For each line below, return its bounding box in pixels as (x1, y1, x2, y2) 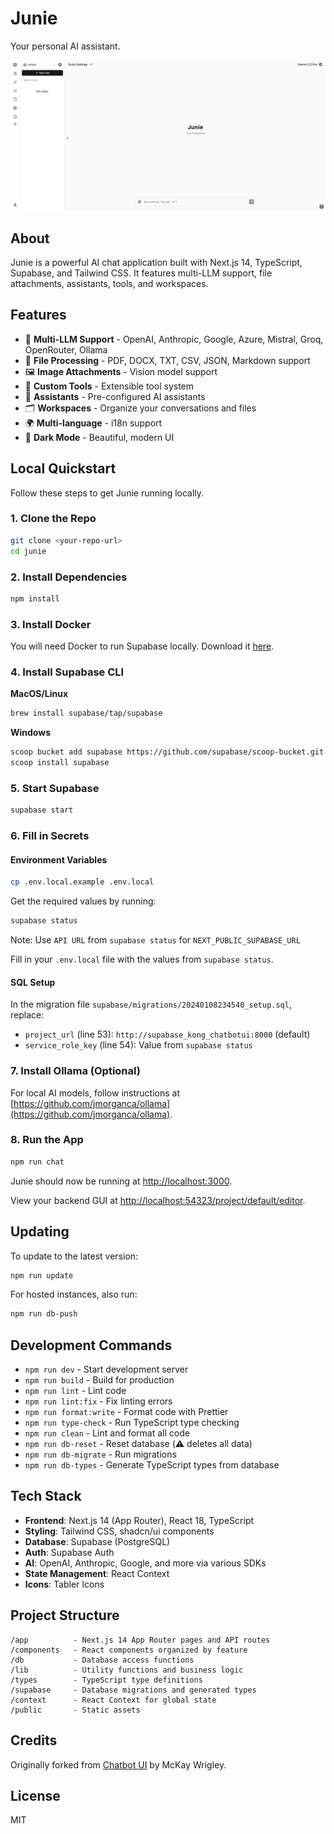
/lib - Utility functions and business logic (10, 1665, 244, 1675)
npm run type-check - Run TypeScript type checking (24, 1417, 240, 1429)
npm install (10, 593, 60, 604)
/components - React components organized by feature (10, 1645, 248, 1655)
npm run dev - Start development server (24, 1363, 189, 1376)
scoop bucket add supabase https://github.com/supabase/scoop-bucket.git (10, 747, 325, 757)
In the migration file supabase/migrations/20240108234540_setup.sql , (10, 998, 292, 1011)
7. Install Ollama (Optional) (10, 1064, 141, 1078)
